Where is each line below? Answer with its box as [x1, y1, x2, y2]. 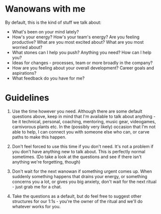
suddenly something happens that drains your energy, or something [12, 173, 147, 179]
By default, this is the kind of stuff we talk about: [5, 19, 102, 25]
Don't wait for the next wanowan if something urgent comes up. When [12, 168, 152, 174]
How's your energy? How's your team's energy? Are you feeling [12, 34, 140, 40]
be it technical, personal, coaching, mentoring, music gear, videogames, [12, 118, 156, 124]
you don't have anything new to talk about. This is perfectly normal [12, 148, 146, 154]
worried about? [12, 44, 43, 50]
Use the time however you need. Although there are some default [12, 108, 143, 114]
